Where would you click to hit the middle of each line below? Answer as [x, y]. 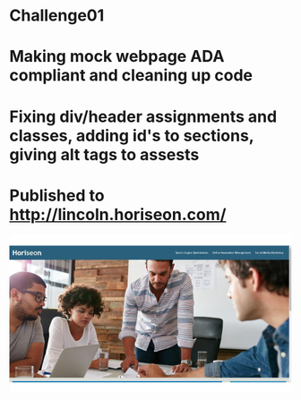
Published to [57, 196]
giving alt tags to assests [104, 154]
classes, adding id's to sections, [132, 136]
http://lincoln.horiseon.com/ [118, 214]
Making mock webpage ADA [117, 57]
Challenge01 [57, 16]
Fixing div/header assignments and [143, 116]
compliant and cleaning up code [131, 76]
